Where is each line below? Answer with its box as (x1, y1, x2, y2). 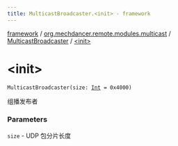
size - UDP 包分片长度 (7, 131, 72, 140)
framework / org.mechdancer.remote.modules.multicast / (7, 29, 172, 38)
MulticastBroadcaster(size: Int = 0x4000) (7, 84, 132, 91)
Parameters (7, 115, 47, 124)
